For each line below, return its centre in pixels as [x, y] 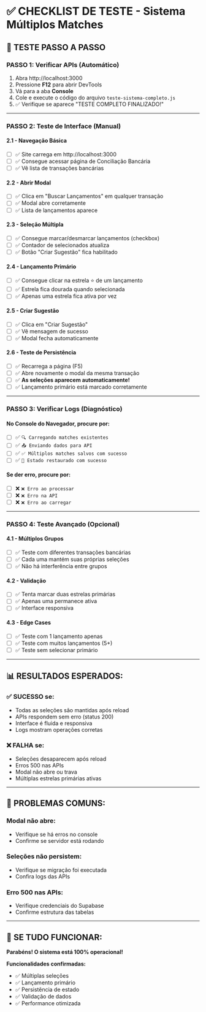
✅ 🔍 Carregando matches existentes [62, 437]
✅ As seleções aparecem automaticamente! [72, 380]
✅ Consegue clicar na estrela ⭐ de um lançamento [79, 281]
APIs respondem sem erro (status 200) [64, 717]
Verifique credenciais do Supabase [59, 906]
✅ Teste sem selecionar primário [56, 650]
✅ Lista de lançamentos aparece [56, 210]
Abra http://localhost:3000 [49, 78]
